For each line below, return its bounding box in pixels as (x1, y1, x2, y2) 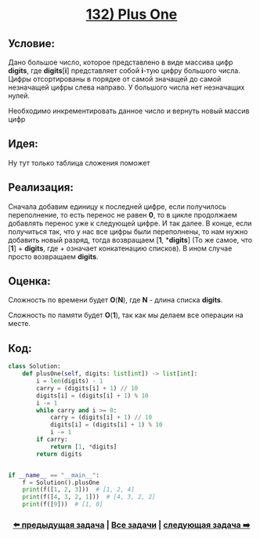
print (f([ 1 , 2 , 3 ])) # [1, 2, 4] (22, 485, 135, 494)
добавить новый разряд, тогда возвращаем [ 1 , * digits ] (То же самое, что (8, 235, 253, 244)
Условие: (8, 37, 55, 50)
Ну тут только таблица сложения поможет (8, 158, 150, 167)
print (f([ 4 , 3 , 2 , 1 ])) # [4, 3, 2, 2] (22, 493, 156, 501)
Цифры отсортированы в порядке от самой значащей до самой (8, 75, 222, 83)
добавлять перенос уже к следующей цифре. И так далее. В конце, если (8, 218, 252, 228)
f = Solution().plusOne (22, 478, 100, 486)
